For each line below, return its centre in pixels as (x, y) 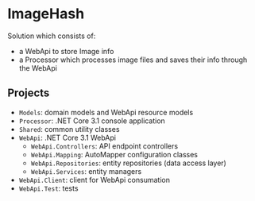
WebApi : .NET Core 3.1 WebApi (68, 137)
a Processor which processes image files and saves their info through (133, 60)
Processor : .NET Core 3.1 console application (92, 121)
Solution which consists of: (52, 36)
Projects (29, 93)
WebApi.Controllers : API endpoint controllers (104, 146)
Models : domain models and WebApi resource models (106, 112)
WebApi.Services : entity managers (86, 171)
